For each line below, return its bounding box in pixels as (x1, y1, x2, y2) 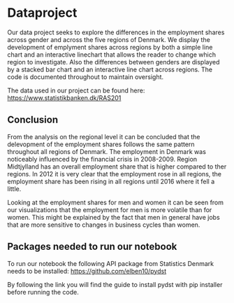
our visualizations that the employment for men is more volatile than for (7, 205, 212, 214)
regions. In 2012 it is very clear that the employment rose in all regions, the (7, 169, 222, 178)
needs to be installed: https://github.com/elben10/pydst (7, 267, 166, 275)
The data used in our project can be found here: (7, 86, 145, 94)
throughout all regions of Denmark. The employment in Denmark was (7, 147, 206, 155)
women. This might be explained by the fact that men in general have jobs (7, 213, 220, 221)
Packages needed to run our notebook (7, 241, 177, 253)
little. (7, 184, 22, 193)
